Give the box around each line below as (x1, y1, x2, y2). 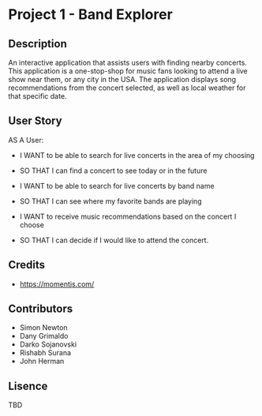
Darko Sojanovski (19, 339, 77, 349)
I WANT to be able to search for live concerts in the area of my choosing (19, 150, 255, 159)
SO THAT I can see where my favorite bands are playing (19, 196, 203, 206)
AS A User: (8, 135, 44, 144)
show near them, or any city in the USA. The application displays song (8, 75, 237, 84)
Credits (8, 258, 46, 272)
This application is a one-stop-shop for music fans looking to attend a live (8, 66, 249, 76)
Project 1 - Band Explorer (8, 6, 174, 24)
